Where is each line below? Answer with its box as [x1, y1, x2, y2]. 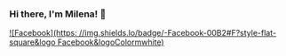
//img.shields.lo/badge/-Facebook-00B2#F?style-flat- [78, 28, 277, 38]
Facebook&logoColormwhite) [57, 37, 164, 47]
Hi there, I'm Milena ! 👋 [9, 8, 107, 20]
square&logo [9, 37, 56, 47]
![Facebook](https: [9, 28, 77, 38]
